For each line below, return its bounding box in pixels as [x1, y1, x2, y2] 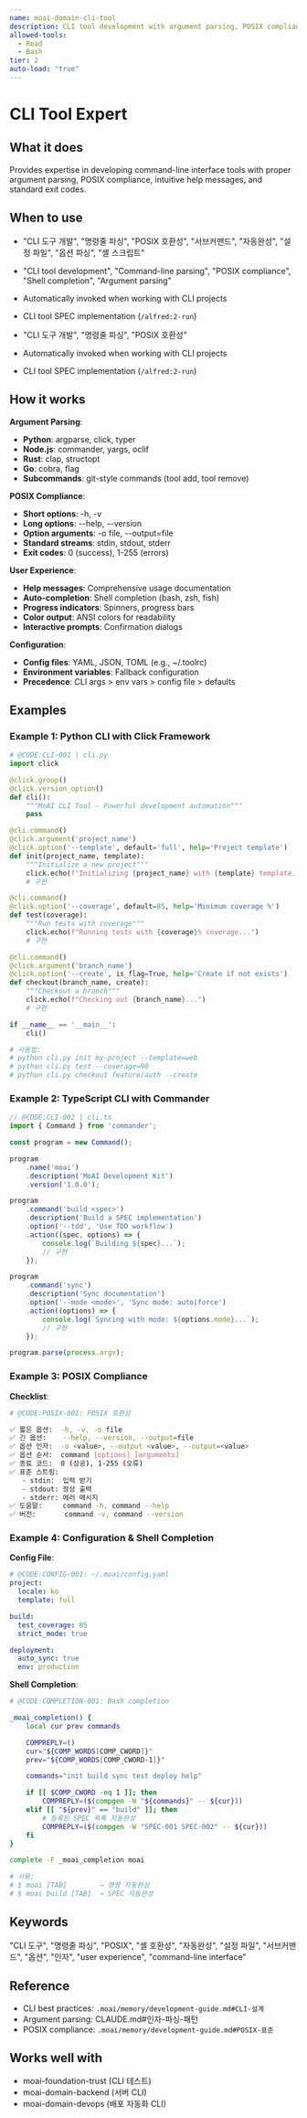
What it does [9, 140, 84, 155]
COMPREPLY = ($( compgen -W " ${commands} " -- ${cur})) [42, 1797, 244, 1806]
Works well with [9, 2049, 103, 2066]
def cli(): [9, 793, 51, 802]
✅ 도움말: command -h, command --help [9, 1501, 170, 1511]
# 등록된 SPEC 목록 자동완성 [42, 1814, 136, 1823]
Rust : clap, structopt [22, 453, 101, 464]
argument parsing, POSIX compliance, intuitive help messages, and [9, 174, 263, 185]
